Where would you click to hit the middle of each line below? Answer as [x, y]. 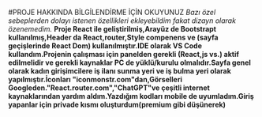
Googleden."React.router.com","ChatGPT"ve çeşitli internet [109, 88]
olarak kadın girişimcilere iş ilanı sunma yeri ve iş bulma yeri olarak [120, 71]
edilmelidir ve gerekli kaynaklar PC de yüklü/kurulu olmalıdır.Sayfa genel [129, 62]
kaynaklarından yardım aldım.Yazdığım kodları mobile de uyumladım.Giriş [131, 96]
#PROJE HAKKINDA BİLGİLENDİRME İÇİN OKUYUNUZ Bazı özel [112, 12]
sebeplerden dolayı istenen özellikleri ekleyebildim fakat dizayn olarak [122, 21]
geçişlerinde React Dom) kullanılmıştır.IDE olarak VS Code [105, 46]
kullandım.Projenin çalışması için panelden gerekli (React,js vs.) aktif [124, 54]
